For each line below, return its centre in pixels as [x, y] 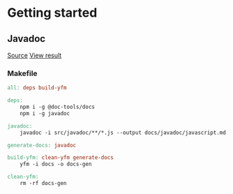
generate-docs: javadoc [42, 145]
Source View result [35, 55]
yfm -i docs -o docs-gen [56, 164]
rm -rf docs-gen [44, 184]
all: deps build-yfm [37, 88]
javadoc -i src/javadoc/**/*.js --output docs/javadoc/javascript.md [123, 133]
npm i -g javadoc [45, 113]
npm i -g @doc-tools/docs [58, 107]
